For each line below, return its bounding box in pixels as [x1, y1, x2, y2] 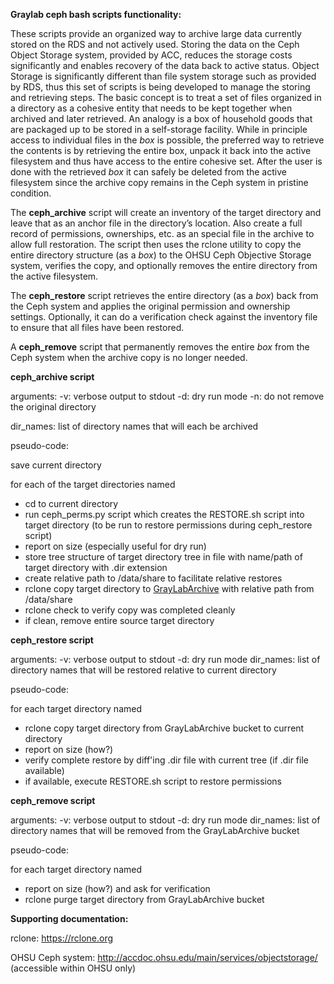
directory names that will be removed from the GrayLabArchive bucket [10, 825, 300, 836]
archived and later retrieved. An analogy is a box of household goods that [10, 113, 313, 124]
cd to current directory [24, 498, 119, 509]
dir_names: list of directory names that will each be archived [10, 420, 259, 432]
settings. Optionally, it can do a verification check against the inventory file [10, 311, 318, 323]
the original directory [10, 401, 97, 413]
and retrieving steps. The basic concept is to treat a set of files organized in [10, 92, 322, 103]
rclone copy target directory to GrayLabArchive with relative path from [24, 583, 315, 594]
